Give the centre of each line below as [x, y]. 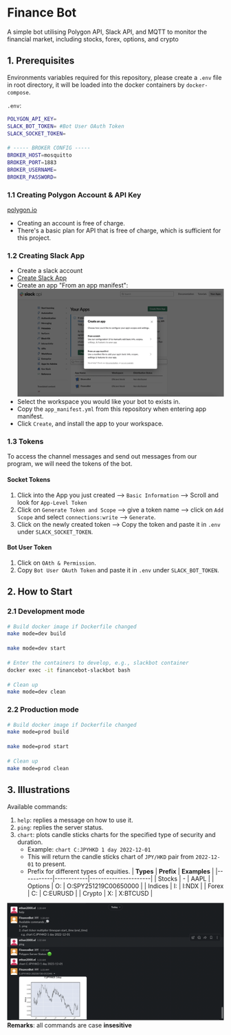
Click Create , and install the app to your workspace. [90, 424]
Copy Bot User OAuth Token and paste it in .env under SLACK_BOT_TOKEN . [118, 570]
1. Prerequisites [41, 61]
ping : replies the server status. [60, 827]
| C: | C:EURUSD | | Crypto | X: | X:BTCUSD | [90, 893]
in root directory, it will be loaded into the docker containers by [96, 85]
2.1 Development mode [46, 612]
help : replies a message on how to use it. [75, 820]
